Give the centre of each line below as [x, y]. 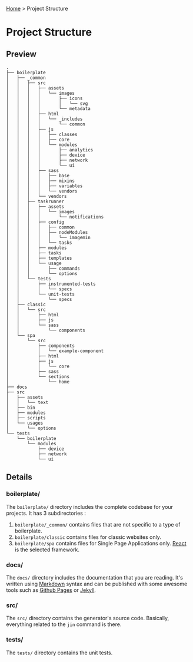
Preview [21, 54]
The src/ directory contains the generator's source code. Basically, [88, 618]
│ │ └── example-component [55, 351]
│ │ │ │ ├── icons [44, 98]
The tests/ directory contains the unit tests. [59, 653]
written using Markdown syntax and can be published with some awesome [97, 584]
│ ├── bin [21, 408]
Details [19, 477]
